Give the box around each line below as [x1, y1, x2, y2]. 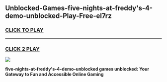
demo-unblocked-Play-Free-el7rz [5, 12, 112, 20]
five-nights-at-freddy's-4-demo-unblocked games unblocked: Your [5, 66, 150, 72]
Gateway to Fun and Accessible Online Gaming [5, 71, 104, 77]
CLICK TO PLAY [5, 27, 44, 34]
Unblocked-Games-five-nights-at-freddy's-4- [5, 4, 153, 12]
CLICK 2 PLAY [5, 45, 40, 52]
